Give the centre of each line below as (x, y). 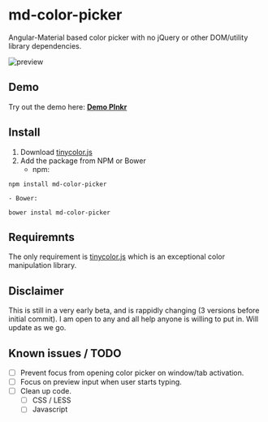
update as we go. (37, 328)
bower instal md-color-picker (60, 213)
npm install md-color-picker (58, 184)
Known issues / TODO (65, 353)
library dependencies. (45, 45)
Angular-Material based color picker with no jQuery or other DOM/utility (128, 37)
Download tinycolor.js (56, 152)
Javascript (50, 409)
